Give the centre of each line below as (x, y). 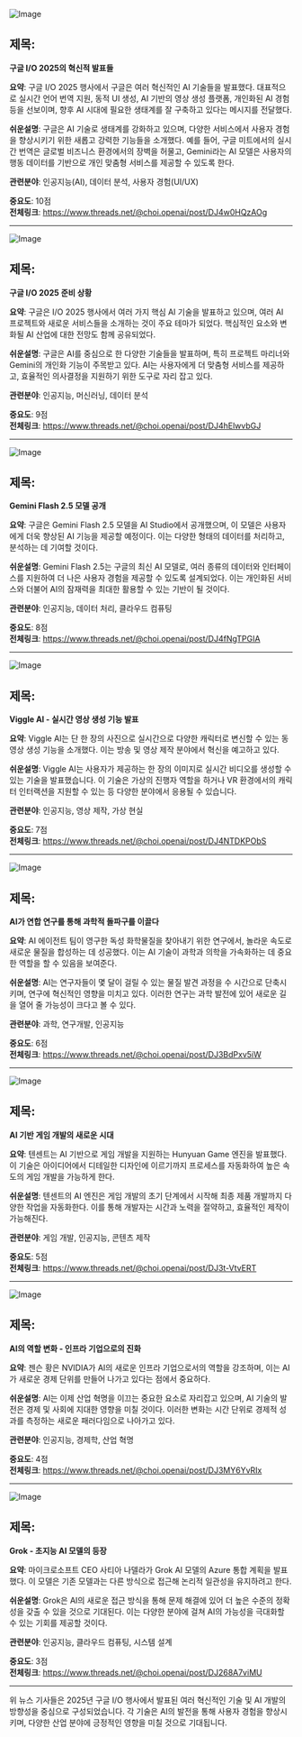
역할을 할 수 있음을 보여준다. (68, 964)
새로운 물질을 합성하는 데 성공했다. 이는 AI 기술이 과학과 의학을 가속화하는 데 (142, 952)
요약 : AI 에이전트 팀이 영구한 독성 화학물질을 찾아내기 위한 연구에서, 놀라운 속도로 (151, 941)
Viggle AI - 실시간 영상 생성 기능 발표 (74, 719)
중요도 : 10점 (31, 201)
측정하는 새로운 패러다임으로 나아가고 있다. (100, 1421)
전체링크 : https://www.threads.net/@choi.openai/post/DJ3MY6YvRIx (136, 1470)
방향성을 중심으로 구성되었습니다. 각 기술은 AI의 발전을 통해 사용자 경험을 (137, 1711)
